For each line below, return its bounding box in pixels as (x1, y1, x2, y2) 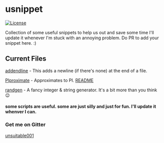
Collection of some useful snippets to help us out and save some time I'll (5, 29, 155, 35)
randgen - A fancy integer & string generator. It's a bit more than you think (5, 87, 158, 93)
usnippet (5, 3, 43, 15)
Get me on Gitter (5, 121, 46, 128)
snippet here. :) (5, 40, 36, 46)
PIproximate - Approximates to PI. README (5, 77, 94, 83)
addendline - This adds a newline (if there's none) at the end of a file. (5, 68, 148, 73)
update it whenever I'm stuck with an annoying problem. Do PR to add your (5, 35, 160, 41)
